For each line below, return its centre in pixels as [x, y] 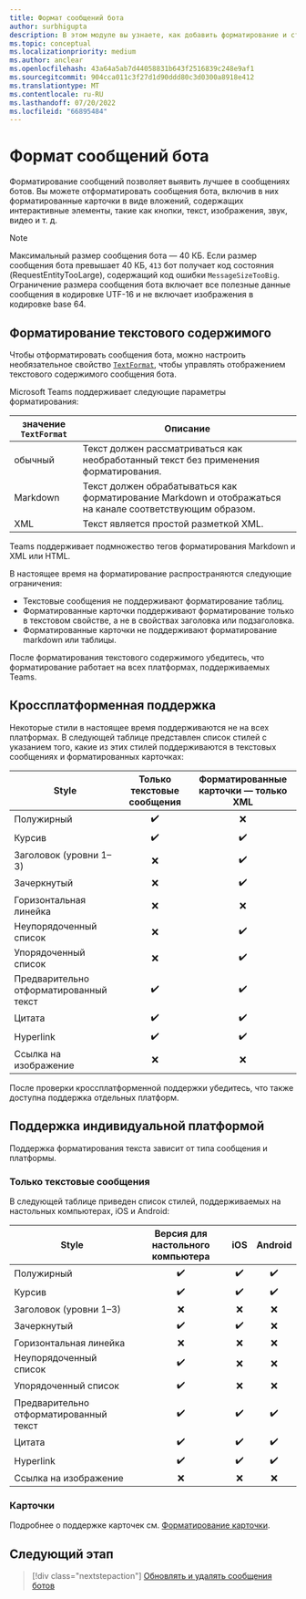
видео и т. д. [33, 221]
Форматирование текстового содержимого [140, 332]
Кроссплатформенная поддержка [113, 706]
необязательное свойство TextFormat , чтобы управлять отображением [148, 364]
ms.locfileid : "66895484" [58, 111]
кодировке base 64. [48, 304]
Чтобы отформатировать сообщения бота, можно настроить [127, 355]
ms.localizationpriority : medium [73, 52]
